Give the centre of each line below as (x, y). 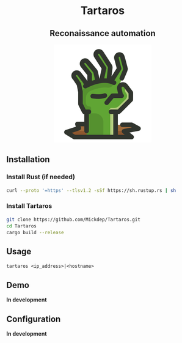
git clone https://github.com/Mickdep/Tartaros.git (73, 219)
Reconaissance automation (103, 33)
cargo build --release (35, 232)
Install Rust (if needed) (41, 177)
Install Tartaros (29, 206)
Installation (28, 160)
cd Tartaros (21, 226)
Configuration (34, 319)
